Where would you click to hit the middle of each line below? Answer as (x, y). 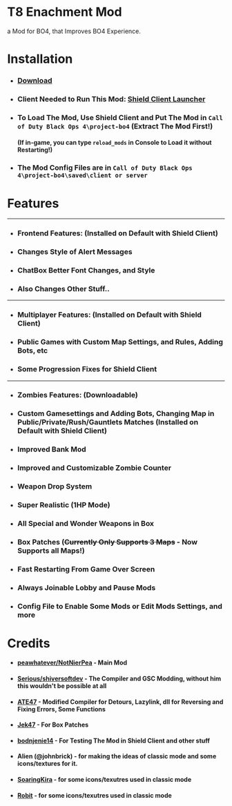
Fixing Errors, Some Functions (61, 709)
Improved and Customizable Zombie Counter (94, 468)
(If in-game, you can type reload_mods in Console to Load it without (114, 143)
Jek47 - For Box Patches (53, 725)
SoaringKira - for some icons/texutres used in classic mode (104, 780)
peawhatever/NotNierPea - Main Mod (72, 662)
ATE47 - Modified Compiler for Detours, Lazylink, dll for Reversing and (120, 702)
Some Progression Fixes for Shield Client (87, 369)
